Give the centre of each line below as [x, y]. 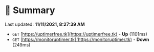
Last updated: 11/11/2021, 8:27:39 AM [45, 24]
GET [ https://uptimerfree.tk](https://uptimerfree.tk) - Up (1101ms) [80, 34]
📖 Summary [30, 10]
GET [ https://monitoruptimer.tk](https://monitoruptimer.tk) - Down [81, 39]
